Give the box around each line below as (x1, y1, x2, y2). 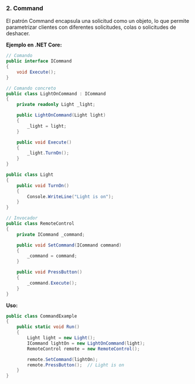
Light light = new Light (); (27, 335, 95, 341)
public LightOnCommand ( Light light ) (16, 112, 107, 118)
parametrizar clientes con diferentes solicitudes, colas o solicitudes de (6, 24, 177, 31)
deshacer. (6, 30, 30, 37)
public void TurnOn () (16, 182, 69, 189)
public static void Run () (16, 324, 80, 330)
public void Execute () (16, 139, 72, 145)
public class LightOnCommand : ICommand (6, 91, 107, 96)
